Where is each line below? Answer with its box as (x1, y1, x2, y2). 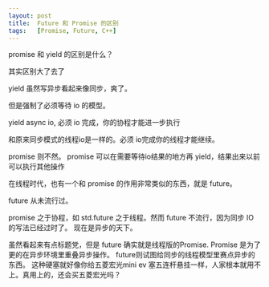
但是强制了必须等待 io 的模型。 (8, 101, 110, 111)
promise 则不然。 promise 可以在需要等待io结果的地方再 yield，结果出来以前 (8, 152, 261, 161)
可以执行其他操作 (8, 162, 65, 172)
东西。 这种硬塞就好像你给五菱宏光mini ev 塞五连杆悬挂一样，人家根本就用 (8, 260, 255, 269)
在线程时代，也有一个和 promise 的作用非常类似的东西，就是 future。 (8, 179, 237, 188)
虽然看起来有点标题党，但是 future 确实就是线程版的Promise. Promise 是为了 (8, 240, 261, 249)
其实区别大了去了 (8, 67, 65, 76)
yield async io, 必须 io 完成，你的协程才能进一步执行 (8, 118, 181, 127)
